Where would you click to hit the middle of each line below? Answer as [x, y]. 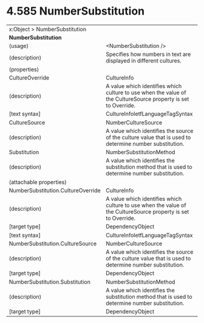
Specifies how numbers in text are [148, 54]
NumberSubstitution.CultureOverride [55, 190]
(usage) [19, 46]
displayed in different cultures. [144, 61]
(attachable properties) [38, 182]
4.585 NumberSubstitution [75, 11]
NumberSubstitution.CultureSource [53, 243]
